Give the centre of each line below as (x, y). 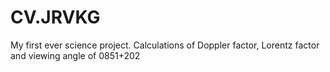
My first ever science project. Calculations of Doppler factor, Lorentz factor (165, 45)
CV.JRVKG (55, 17)
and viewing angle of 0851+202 (75, 55)
